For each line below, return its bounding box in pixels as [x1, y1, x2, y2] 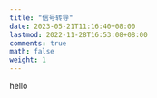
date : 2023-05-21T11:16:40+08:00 [9, 22, 136, 31]
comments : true [9, 38, 67, 48]
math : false [9, 47, 54, 56]
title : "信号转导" [9, 13, 74, 23]
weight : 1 [9, 55, 47, 64]
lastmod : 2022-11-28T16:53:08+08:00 [9, 30, 148, 39]
